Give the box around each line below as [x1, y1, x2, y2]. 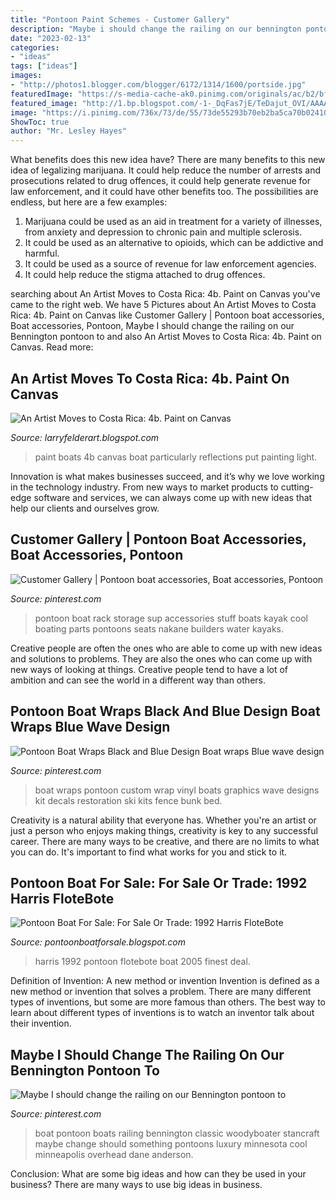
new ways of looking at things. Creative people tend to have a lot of [10, 663, 289, 675]
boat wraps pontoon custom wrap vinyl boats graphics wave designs [34, 784, 320, 796]
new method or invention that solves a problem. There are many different [10, 986, 312, 998]
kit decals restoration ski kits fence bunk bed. [34, 794, 223, 806]
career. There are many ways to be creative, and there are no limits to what [10, 835, 320, 847]
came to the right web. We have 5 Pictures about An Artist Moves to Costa [10, 299, 317, 311]
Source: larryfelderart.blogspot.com [10, 431, 160, 443]
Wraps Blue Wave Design [10, 719, 171, 736]
